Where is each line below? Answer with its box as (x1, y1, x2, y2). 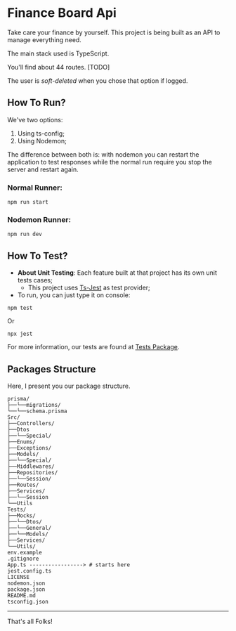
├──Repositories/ (7, 469, 58, 476)
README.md (7, 592, 37, 599)
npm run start (7, 199, 49, 206)
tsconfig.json (7, 598, 49, 605)
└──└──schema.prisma (7, 408, 68, 415)
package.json (7, 585, 46, 593)
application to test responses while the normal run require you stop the (7, 157, 212, 166)
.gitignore (7, 555, 39, 562)
